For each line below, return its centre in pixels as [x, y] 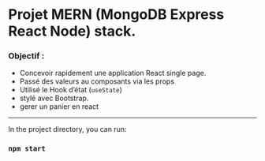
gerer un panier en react [59, 107]
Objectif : [26, 56]
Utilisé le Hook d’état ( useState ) [71, 90]
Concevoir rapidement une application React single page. [113, 73]
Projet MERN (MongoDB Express [116, 15]
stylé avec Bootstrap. [54, 98]
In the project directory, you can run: [67, 129]
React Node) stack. [72, 31]
